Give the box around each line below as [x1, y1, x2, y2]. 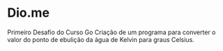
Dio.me [7, 5, 50, 21]
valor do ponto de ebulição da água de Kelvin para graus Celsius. [7, 35, 195, 43]
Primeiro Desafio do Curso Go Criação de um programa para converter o [7, 28, 216, 36]
